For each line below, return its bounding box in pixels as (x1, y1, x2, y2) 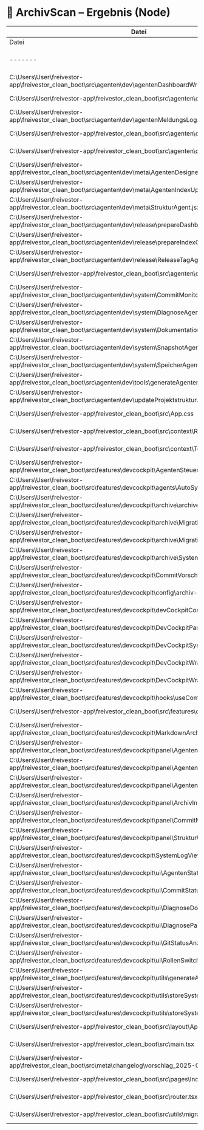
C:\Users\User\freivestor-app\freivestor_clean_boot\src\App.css (9, 409, 194, 418)
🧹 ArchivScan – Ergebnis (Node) (6, 5, 171, 19)
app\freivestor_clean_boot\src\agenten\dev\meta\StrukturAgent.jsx (9, 203, 200, 211)
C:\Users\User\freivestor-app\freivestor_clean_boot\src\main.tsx (9, 1040, 194, 1048)
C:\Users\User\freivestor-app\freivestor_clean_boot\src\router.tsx (9, 1092, 198, 1101)
